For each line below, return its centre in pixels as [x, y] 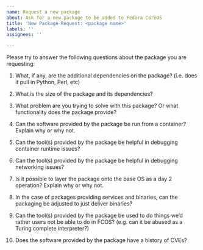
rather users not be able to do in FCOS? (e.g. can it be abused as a [99, 222]
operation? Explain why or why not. [59, 185]
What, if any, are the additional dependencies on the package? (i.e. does [106, 76]
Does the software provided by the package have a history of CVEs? [101, 240]
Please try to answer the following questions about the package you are [97, 57]
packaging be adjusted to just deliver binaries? [74, 204]
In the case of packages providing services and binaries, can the [96, 197]
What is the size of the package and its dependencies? [84, 94]
